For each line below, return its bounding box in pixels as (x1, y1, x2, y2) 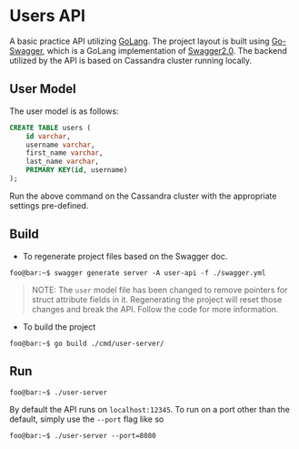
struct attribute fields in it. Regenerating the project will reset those (31, 293, 283, 305)
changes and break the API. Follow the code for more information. (31, 303, 279, 314)
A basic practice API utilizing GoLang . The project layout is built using (9, 36, 270, 46)
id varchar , (25, 131, 71, 141)
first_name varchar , (25, 148, 104, 158)
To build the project (22, 321, 96, 332)
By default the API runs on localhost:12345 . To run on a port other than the (9, 403, 291, 414)
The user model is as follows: (9, 106, 120, 117)
